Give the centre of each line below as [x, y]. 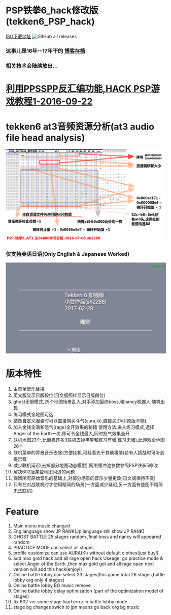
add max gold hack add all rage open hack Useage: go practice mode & [88, 558]
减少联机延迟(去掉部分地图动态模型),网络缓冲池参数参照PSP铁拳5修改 [85, 465]
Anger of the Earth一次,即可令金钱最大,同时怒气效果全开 [71, 433]
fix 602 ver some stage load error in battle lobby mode [70, 601]
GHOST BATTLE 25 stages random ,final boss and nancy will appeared [87, 537]
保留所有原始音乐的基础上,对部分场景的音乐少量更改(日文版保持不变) [84, 478]
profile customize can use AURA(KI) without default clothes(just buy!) [86, 553]
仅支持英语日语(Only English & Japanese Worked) [68, 254]
